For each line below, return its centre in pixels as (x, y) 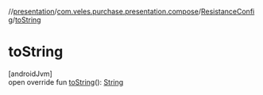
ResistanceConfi (228, 11)
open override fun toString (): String (66, 82)
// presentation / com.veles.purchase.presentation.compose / (104, 11)
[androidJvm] (31, 74)
